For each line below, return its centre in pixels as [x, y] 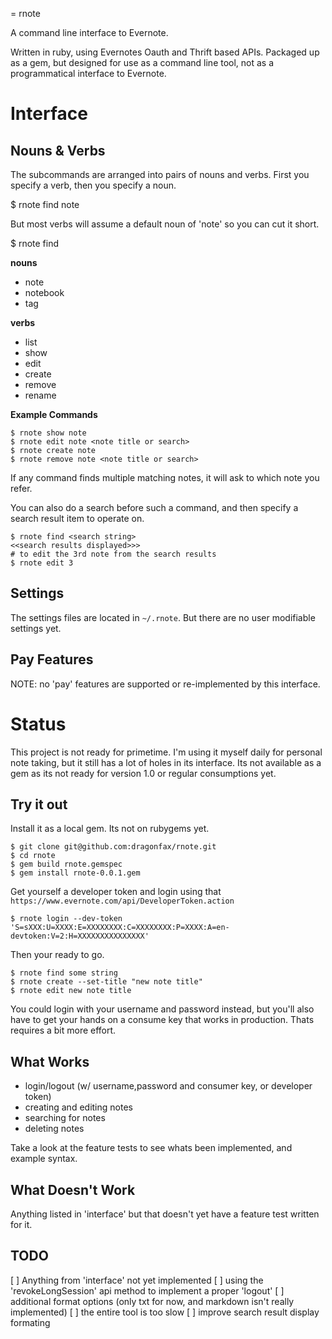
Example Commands [54, 414]
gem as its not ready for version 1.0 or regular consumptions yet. [143, 773]
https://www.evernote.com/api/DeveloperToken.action [122, 901]
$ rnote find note [45, 204]
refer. [21, 488]
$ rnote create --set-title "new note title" [106, 982]
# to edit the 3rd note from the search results [113, 554]
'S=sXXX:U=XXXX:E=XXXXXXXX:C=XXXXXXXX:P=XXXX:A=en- [120, 928]
